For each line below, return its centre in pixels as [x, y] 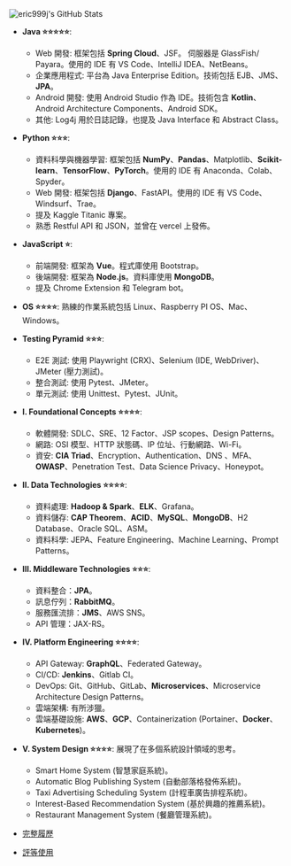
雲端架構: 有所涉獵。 [73, 708]
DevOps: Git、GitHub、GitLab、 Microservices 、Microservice [148, 686]
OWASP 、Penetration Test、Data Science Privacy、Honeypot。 [152, 467]
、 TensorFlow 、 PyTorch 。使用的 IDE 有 [128, 170]
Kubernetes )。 [63, 730]
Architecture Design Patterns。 [92, 697]
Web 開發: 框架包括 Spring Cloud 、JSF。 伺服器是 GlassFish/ [147, 53]
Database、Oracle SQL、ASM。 [94, 529]
